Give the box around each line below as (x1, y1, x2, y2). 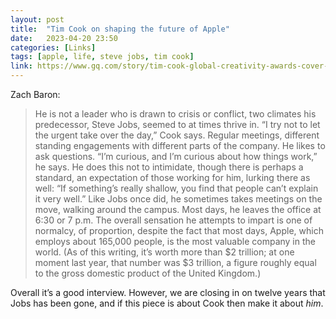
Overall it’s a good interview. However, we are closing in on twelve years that (10, 287, 326, 298)
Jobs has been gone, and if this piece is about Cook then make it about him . (10, 297, 324, 309)
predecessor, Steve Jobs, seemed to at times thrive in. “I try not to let (34, 119, 321, 130)
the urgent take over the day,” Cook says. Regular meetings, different (34, 129, 320, 141)
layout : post (10, 14, 65, 25)
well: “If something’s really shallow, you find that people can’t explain (34, 182, 319, 194)
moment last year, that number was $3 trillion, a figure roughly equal (34, 257, 317, 268)
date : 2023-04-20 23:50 (10, 33, 118, 43)
